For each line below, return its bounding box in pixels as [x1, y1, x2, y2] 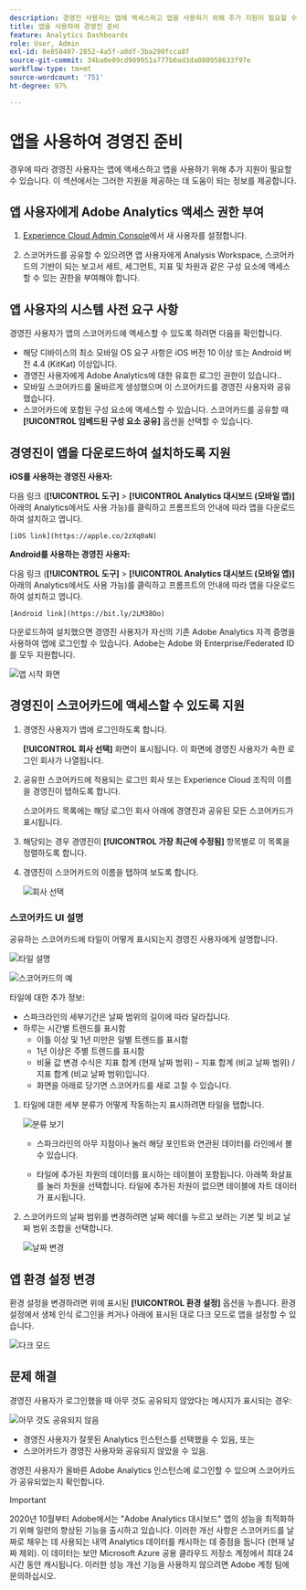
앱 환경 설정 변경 [9, 1271, 96, 1287]
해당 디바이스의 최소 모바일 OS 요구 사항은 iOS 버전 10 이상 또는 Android [22, 347, 282, 358]
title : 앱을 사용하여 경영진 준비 [9, 22, 120, 31]
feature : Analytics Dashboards [9, 30, 129, 39]
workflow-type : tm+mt [9, 65, 92, 74]
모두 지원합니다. [18, 650, 76, 660]
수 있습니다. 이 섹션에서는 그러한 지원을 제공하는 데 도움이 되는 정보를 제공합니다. [9, 175, 297, 185]
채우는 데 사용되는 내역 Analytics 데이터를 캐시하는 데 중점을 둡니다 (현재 [26, 1536, 286, 1547]
